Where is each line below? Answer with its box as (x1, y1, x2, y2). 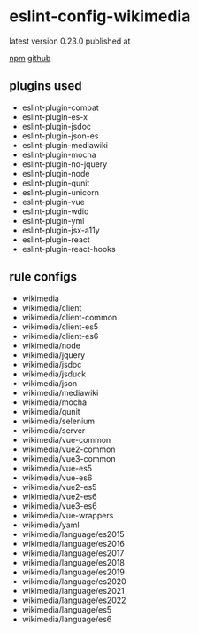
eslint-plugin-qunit (21, 178, 90, 188)
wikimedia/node (21, 340, 81, 351)
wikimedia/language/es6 (21, 613, 112, 624)
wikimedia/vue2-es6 (21, 491, 97, 502)
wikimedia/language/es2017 (21, 548, 125, 558)
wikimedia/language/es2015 (21, 528, 125, 539)
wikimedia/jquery (21, 349, 86, 360)
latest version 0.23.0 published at (9, 36, 131, 46)
